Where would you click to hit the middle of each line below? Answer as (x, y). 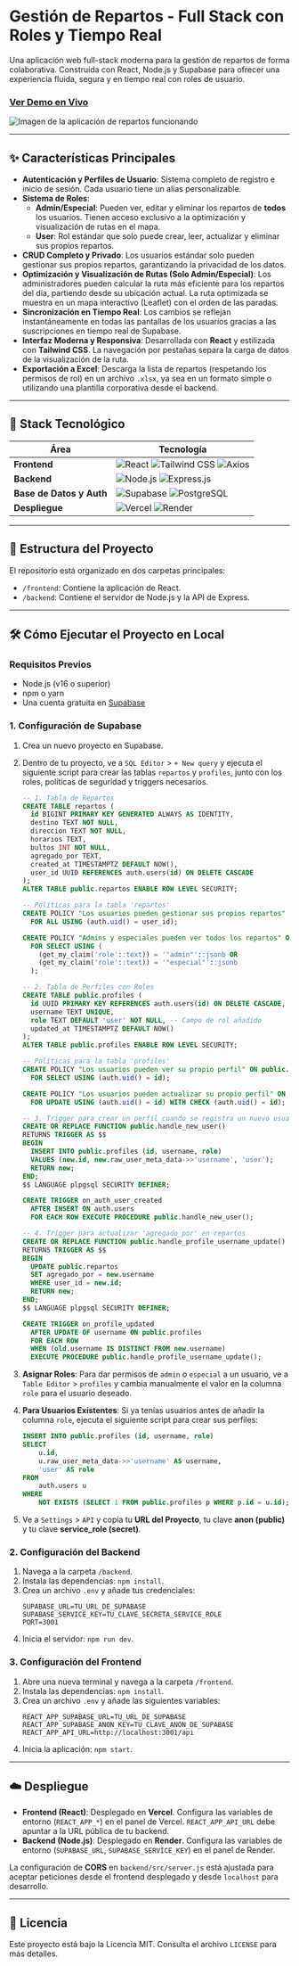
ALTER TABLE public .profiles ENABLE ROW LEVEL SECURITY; (130, 1045)
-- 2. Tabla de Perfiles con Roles (88, 987)
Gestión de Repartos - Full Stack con (147, 16)
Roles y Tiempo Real (86, 35)
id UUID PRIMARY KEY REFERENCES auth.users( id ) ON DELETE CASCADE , (158, 1004)
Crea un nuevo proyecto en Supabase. (93, 745)
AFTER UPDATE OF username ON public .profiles (117, 1332)
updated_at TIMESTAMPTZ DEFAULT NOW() (102, 1028)
